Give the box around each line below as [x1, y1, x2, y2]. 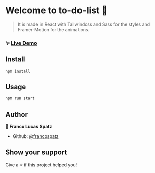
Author [5, 110, 28, 119]
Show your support [5, 148, 67, 157]
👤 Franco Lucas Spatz [5, 124, 52, 130]
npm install [5, 68, 30, 74]
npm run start [5, 96, 35, 101]
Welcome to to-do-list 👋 [5, 5, 108, 16]
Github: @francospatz [12, 133, 59, 140]
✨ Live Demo [5, 39, 37, 46]
